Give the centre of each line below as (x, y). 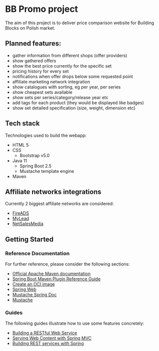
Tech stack (22, 124)
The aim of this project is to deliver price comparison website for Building (80, 23)
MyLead (21, 219)
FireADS (20, 213)
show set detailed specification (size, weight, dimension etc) (74, 108)
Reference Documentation (38, 253)
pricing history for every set (40, 71)
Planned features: (33, 44)
